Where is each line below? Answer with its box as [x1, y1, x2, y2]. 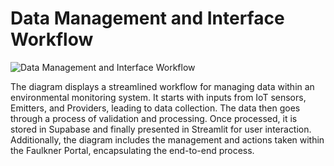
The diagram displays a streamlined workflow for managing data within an [10, 80, 315, 92]
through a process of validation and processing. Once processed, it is [10, 112, 298, 124]
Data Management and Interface [10, 7, 285, 30]
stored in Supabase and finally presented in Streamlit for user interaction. [10, 123, 312, 135]
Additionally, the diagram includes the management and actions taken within [10, 133, 325, 146]
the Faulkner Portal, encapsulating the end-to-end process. [10, 144, 255, 156]
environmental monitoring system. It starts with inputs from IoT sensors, [10, 91, 307, 103]
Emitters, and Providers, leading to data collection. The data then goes [10, 102, 301, 114]
